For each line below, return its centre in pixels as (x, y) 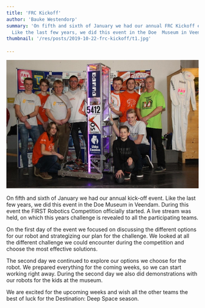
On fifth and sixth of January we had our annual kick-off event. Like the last (101, 198)
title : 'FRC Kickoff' (34, 13)
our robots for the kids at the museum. (55, 280)
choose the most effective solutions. (52, 249)
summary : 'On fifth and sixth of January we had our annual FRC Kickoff (101, 26)
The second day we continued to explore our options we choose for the (96, 261)
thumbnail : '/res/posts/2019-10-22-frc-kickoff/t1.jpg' (79, 39)
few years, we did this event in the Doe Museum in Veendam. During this (98, 205)
